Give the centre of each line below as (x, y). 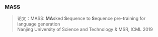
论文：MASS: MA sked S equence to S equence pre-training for (81, 18)
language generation (38, 24)
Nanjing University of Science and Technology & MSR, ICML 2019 (85, 29)
